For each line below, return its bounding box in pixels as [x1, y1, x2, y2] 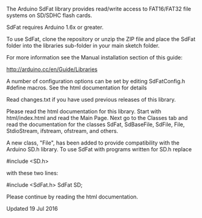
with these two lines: [6, 170, 59, 176]
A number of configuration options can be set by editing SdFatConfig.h [6, 78, 185, 85]
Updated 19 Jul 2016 [6, 205, 58, 212]
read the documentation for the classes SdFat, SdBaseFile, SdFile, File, [6, 121, 185, 128]
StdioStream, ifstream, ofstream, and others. [6, 127, 118, 134]
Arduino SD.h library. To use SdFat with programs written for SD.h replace [6, 146, 192, 152]
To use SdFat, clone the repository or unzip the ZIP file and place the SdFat [6, 36, 196, 42]
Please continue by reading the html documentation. [6, 193, 138, 200]
